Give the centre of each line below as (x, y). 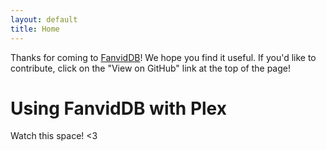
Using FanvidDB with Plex (118, 108)
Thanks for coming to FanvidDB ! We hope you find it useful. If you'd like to (163, 57)
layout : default (44, 19)
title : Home (35, 29)
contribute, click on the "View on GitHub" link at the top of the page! (151, 68)
